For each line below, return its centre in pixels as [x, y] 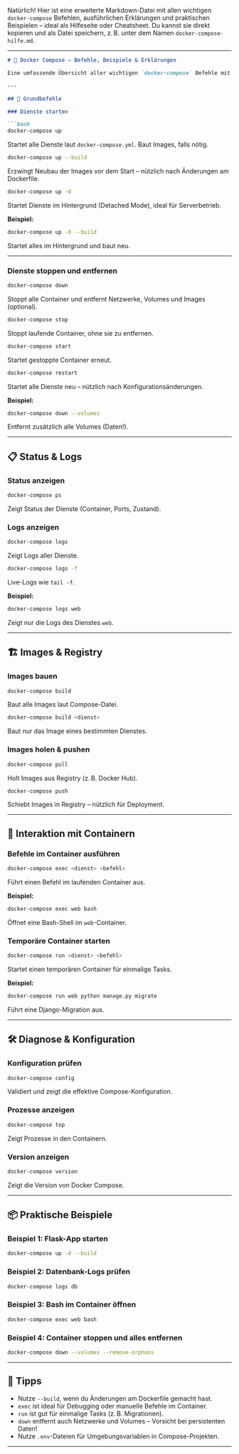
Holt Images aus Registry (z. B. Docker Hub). [73, 778]
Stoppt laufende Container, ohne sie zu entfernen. [81, 333]
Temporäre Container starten [59, 941]
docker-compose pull [38, 764]
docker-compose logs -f [43, 569]
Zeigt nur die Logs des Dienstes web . [60, 622]
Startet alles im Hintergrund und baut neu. [69, 245]
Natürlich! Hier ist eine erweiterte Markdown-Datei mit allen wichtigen [110, 10]
